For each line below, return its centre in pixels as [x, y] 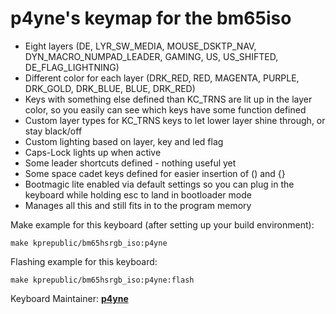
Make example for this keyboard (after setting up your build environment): [162, 224]
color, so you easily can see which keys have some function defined [165, 109]
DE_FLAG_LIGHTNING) [72, 67]
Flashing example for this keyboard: [84, 261]
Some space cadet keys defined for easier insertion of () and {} [155, 173]
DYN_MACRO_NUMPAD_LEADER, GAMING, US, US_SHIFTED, [151, 56]
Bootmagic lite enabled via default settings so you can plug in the [159, 184]
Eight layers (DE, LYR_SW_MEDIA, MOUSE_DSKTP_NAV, [140, 46]
